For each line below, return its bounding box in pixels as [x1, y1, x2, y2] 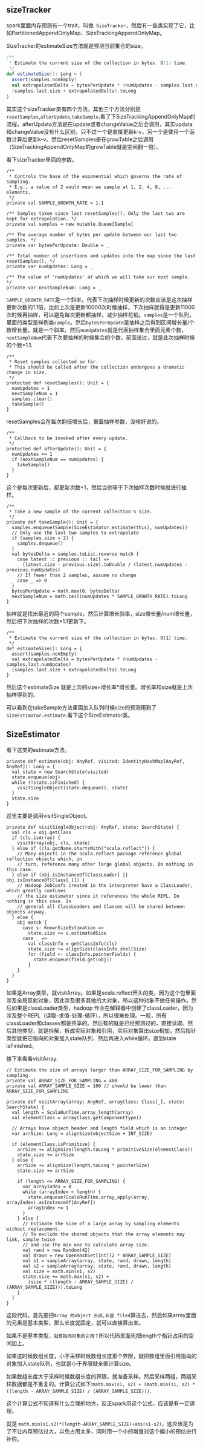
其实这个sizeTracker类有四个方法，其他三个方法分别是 [6, 105, 141, 113]
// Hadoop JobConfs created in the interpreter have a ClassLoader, [17, 882, 193, 889]
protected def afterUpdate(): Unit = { [6, 446, 107, 452]
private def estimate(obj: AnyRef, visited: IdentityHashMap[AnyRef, [6, 758, 185, 765]
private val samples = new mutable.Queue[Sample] [6, 221, 134, 227]
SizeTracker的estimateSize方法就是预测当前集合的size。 [6, 42, 146, 49]
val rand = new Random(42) [22, 1247, 91, 1253]
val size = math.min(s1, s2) [22, 1268, 96, 1274]
